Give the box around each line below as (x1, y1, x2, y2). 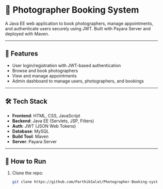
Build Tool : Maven (12, 133, 49, 139)
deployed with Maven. (5, 31, 49, 37)
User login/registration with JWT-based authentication (12, 62, 121, 68)
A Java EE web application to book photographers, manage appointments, (5, 20, 154, 26)
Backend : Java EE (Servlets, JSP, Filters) (12, 118, 95, 124)
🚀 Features (5, 50, 38, 58)
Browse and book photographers (12, 68, 79, 74)
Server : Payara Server (12, 138, 57, 144)
